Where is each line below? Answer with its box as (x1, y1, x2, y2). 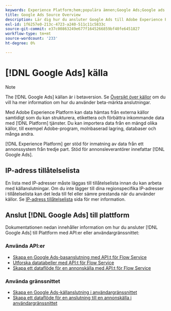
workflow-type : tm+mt (5, 31, 51, 36)
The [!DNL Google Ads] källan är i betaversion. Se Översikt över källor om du (5, 94, 166, 100)
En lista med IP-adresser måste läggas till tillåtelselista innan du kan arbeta (5, 179, 162, 186)
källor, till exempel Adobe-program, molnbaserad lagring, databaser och (5, 125, 156, 132)
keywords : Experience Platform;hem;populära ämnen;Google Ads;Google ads (5, 7, 165, 13)
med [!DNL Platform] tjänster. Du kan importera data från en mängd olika (5, 120, 158, 126)
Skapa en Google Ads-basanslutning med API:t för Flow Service (12, 254, 147, 260)
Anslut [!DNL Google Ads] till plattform (5, 211, 130, 219)
